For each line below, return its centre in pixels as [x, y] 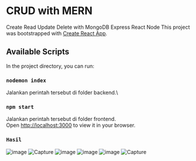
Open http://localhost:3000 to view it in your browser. [71, 125]
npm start [20, 107]
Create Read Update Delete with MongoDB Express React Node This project [98, 27]
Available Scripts [38, 52]
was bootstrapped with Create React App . [57, 33]
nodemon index [26, 80]
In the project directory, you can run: [50, 66]
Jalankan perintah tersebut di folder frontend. [61, 119]
